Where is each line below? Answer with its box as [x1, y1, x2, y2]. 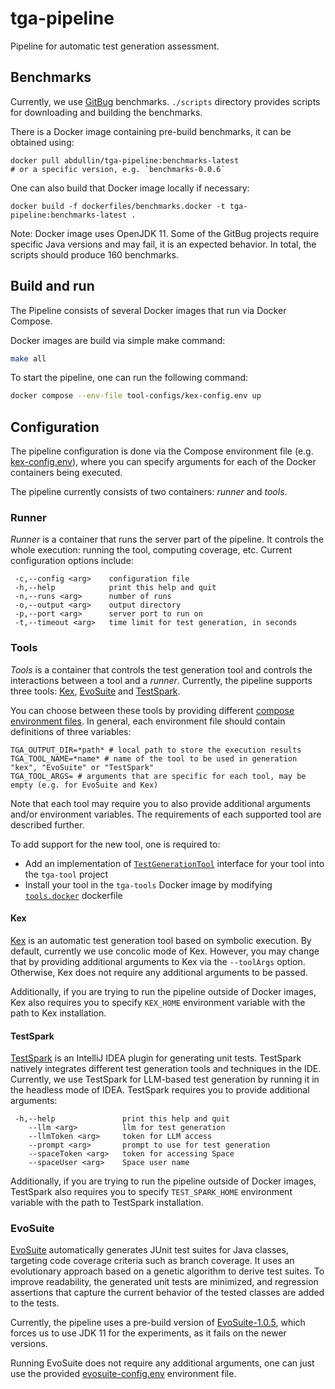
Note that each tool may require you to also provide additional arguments [10, 797, 312, 809]
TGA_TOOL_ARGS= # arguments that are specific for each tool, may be [10, 771, 307, 781]
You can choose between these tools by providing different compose [10, 704, 295, 716]
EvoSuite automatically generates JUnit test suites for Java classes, [10, 1244, 289, 1256]
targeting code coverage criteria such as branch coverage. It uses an [10, 1255, 295, 1267]
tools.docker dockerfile [24, 889, 123, 901]
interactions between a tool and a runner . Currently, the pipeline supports [10, 674, 313, 686]
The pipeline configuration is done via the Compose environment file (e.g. [10, 445, 314, 457]
